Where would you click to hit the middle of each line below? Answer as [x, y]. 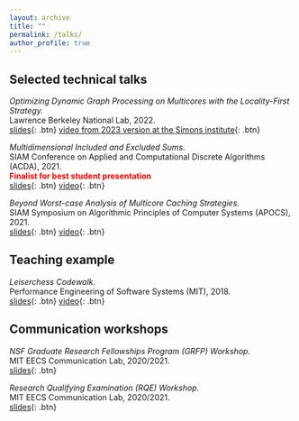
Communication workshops [89, 329]
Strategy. [26, 111]
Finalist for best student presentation [81, 176]
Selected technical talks [78, 79]
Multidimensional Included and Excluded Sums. [98, 147]
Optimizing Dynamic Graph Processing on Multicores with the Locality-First [149, 101]
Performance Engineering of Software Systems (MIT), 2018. [120, 291]
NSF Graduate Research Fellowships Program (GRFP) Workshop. [130, 351]
